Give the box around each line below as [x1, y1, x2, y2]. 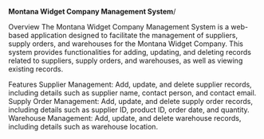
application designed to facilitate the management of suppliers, [30, 31, 238, 40]
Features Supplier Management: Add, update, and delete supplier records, [8, 79, 253, 89]
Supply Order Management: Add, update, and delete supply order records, [8, 97, 254, 106]
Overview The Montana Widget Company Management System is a [8, 22, 230, 31]
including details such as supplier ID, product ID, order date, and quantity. [8, 105, 250, 114]
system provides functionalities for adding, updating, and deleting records [8, 48, 251, 56]
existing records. [8, 64, 64, 74]
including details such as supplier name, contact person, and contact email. [8, 88, 257, 98]
